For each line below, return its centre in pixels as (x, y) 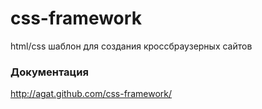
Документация (49, 72)
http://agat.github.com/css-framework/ (91, 94)
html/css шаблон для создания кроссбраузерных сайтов (131, 46)
